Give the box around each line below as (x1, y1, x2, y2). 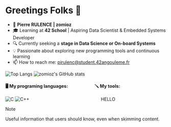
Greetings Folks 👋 (5, 5, 82, 16)
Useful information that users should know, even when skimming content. (5, 116, 160, 122)
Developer (12, 34, 35, 40)
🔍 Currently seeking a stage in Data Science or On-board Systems (12, 40, 156, 46)
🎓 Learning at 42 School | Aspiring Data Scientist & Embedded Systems (12, 27, 166, 33)
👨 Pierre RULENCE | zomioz (12, 21, 72, 28)
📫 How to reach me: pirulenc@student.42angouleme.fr (12, 59, 130, 65)
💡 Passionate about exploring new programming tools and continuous (12, 47, 160, 54)
